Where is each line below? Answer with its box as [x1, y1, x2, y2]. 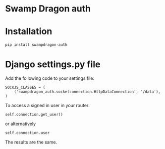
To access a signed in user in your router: [5, 103, 90, 109]
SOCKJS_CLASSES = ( [5, 85, 46, 90]
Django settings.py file [5, 59, 101, 70]
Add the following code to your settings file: [5, 75, 95, 81]
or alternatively [5, 121, 36, 127]
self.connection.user [5, 131, 50, 136]
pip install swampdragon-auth [5, 42, 68, 47]
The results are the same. [5, 139, 57, 145]
